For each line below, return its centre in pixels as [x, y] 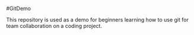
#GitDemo [19, 8]
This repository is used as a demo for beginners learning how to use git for [97, 20]
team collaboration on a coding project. [54, 26]
